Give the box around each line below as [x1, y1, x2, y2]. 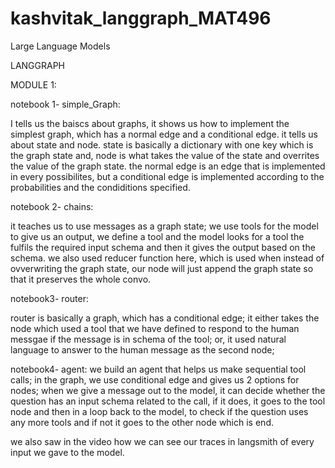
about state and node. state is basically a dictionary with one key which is [10, 138, 314, 151]
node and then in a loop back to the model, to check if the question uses [10, 405, 309, 417]
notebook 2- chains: [10, 200, 94, 212]
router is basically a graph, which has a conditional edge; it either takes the [10, 312, 320, 324]
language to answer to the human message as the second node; [10, 343, 275, 356]
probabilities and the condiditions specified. [10, 181, 191, 193]
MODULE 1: [10, 78, 57, 91]
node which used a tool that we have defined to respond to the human [10, 322, 300, 334]
